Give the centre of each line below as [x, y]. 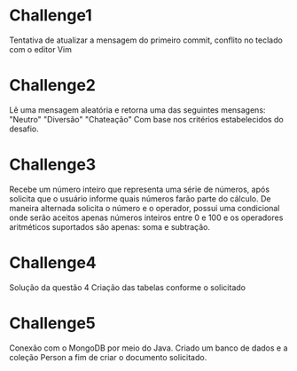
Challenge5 [52, 323]
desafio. [24, 129]
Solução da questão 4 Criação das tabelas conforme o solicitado [128, 287]
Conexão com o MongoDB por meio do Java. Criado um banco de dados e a [148, 348]
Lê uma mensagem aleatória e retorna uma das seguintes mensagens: [137, 110]
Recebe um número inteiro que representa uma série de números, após [140, 189]
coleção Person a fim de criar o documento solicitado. [108, 357]
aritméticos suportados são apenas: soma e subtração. [110, 226]
